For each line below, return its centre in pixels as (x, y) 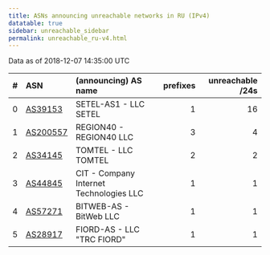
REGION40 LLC (104, 137)
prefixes (180, 86)
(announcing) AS (108, 81)
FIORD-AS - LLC (108, 229)
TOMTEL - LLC (104, 151)
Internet (90, 184)
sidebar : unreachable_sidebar (59, 30)
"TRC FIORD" (100, 240)
